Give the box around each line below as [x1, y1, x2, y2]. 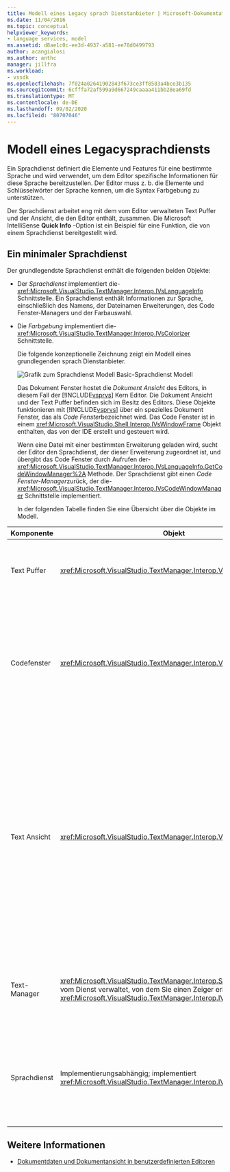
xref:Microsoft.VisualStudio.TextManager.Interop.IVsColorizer [16, 330, 190, 338]
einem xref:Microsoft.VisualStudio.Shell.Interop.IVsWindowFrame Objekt [16, 420, 221, 428]
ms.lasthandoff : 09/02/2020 [7, 106, 88, 112]
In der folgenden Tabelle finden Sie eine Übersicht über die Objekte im [16, 505, 216, 513]
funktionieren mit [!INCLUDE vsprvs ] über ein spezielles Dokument [16, 406, 204, 414]
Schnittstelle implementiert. [25, 491, 102, 500]
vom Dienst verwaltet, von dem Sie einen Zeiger [60, 985, 214, 994]
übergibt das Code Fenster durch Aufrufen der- [16, 455, 151, 463]
